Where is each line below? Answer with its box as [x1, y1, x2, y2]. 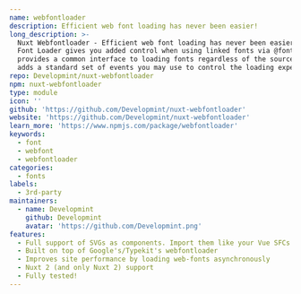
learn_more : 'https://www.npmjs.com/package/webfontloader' [9, 122, 239, 131]
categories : [9, 163, 54, 172]
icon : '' [9, 96, 42, 106]
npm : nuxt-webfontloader [9, 80, 102, 89]
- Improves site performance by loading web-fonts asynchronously [17, 255, 271, 264]
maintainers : [9, 196, 58, 206]
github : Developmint [25, 212, 102, 222]
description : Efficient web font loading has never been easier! [9, 22, 258, 30]
